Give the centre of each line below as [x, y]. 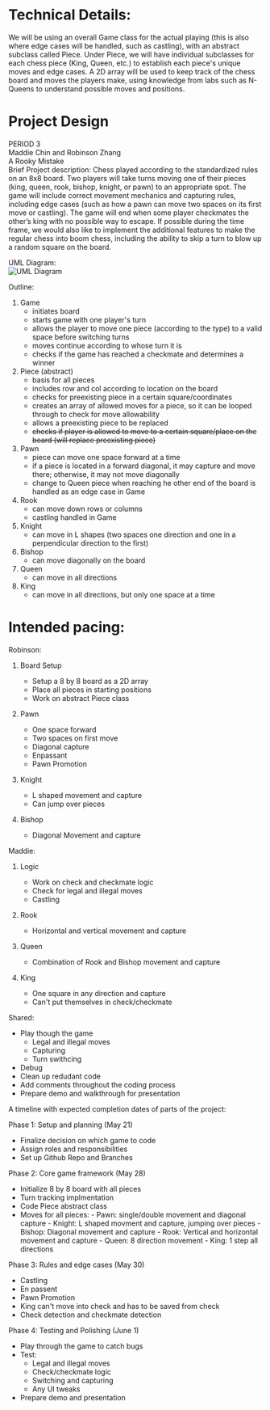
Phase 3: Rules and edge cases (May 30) [77, 1264]
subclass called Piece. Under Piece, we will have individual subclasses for [131, 54]
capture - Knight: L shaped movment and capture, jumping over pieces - [140, 1223]
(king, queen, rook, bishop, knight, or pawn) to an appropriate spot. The [127, 187]
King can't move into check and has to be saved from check [120, 1306]
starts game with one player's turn [89, 319]
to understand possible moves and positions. [110, 89]
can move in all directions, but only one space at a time [123, 594]
